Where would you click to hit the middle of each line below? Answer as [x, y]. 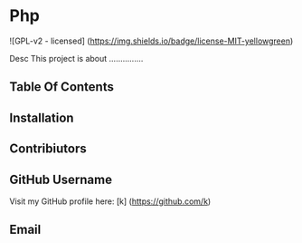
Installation [42, 117]
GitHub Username [61, 179]
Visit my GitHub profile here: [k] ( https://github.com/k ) [110, 201]
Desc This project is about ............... [76, 58]
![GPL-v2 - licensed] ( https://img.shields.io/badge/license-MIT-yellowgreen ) [151, 41]
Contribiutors [48, 149]
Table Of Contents [62, 87]
